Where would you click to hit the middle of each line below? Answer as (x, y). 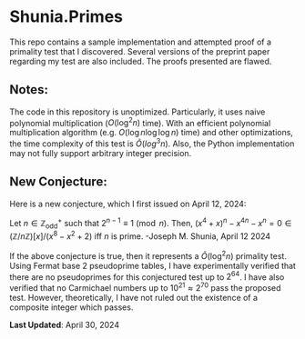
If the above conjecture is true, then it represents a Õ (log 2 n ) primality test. (148, 254)
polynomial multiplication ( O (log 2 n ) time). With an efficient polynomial (140, 122)
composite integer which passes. (71, 307)
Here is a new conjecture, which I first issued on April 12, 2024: (128, 204)
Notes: (29, 90)
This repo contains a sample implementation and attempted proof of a (140, 42)
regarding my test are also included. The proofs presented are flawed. (141, 61)
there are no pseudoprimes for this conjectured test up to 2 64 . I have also (147, 276)
